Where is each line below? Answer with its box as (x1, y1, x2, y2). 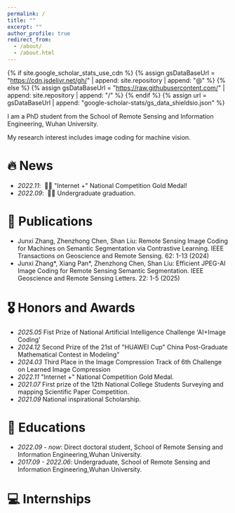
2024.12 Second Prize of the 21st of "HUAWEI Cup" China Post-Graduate (17, 342, 228, 351)
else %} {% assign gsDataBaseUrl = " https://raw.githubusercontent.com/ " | (7, 84, 225, 92)
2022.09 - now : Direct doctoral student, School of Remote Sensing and (17, 443, 223, 451)
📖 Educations (7, 419, 86, 435)
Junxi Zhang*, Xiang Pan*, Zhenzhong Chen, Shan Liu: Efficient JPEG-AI (17, 259, 226, 267)
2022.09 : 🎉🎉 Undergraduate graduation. (17, 189, 136, 197)
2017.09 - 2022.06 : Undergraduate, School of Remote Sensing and (17, 458, 210, 466)
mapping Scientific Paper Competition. (17, 387, 130, 396)
